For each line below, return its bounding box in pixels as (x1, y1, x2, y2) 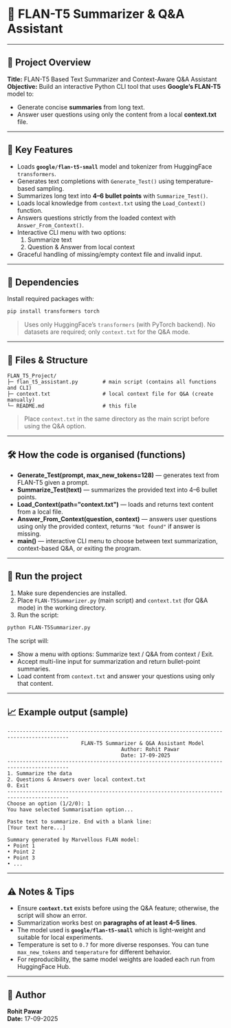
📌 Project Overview (7, 56, 91, 68)
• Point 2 (7, 848, 36, 856)
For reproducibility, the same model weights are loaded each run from (16, 955, 215, 963)
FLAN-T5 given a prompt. (16, 478, 89, 486)
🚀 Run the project (7, 571, 82, 583)
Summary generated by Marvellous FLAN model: (7, 837, 140, 843)
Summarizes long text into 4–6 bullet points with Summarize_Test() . (16, 191, 208, 200)
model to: (7, 90, 34, 98)
